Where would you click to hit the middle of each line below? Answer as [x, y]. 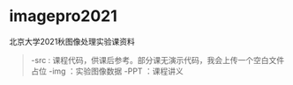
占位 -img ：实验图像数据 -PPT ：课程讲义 [107, 71]
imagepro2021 [63, 16]
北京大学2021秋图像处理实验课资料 [72, 41]
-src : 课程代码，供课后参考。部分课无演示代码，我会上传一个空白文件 [158, 60]
